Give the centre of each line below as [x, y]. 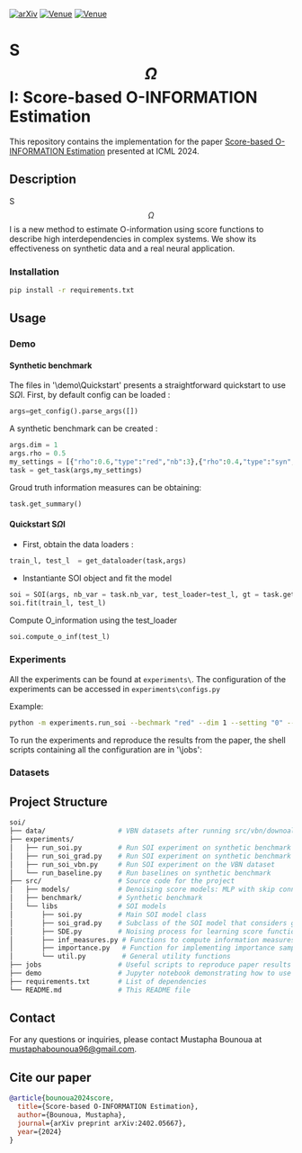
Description [43, 180]
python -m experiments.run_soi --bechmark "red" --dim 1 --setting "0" [146, 723]
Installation [35, 272]
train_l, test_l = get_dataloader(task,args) [98, 561]
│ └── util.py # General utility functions [120, 957]
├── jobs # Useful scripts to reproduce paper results [151, 965]
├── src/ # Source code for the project [122, 881]
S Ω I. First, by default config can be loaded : [90, 395]
